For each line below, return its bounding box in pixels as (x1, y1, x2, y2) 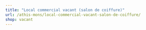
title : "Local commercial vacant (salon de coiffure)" (5, 7, 125, 13)
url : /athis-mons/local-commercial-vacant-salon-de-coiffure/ (5, 12, 141, 17)
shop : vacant (5, 17, 33, 22)
